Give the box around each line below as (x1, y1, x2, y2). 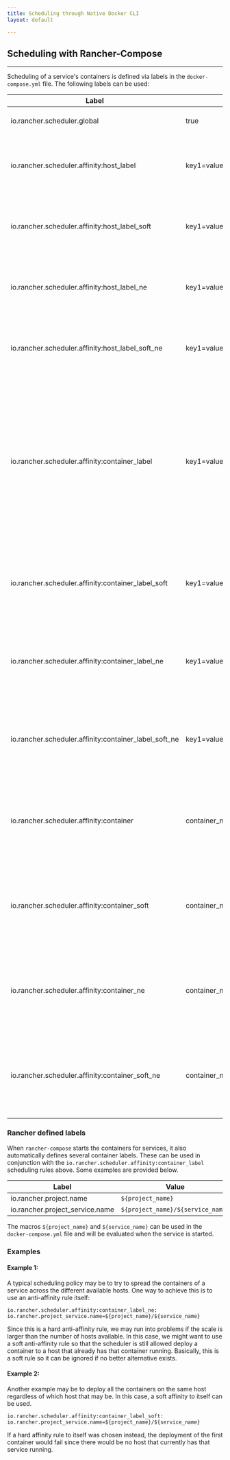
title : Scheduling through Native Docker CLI (7, 10, 139, 17)
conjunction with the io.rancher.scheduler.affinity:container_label (7, 1158, 204, 1166)
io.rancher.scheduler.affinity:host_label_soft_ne (10, 344, 163, 353)
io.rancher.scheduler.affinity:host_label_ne (10, 283, 147, 292)
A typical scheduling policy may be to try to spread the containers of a (7, 1279, 205, 1287)
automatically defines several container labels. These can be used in (7, 1151, 201, 1159)
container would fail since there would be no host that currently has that (7, 1438, 210, 1446)
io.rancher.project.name (10, 1193, 88, 1203)
